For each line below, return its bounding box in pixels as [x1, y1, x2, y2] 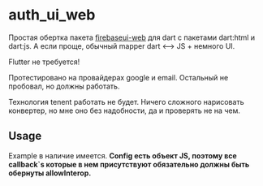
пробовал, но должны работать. [8, 81, 120, 91]
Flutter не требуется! [8, 57, 80, 67]
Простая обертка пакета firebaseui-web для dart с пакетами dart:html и [8, 32, 256, 42]
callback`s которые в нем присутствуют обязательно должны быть [8, 159, 250, 169]
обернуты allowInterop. [8, 168, 92, 178]
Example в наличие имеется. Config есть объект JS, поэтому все [8, 150, 237, 160]
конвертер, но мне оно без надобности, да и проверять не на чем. [8, 106, 241, 115]
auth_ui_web [8, 6, 96, 24]
